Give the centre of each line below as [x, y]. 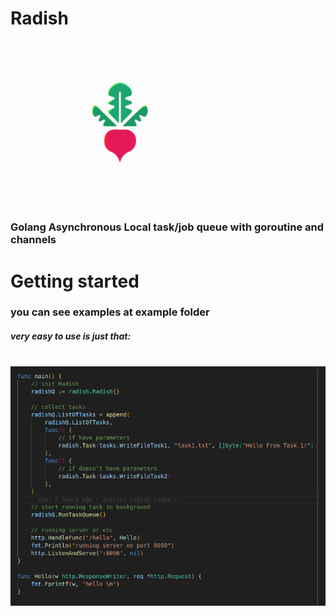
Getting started [75, 281]
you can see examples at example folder [110, 312]
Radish [39, 18]
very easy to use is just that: [71, 336]
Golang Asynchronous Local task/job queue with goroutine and [167, 227]
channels [33, 240]
